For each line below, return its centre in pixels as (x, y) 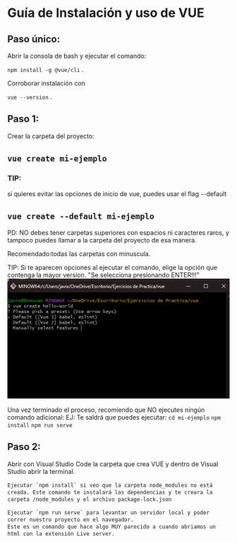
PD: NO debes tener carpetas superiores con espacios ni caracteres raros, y (118, 233)
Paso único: (34, 39)
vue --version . (30, 97)
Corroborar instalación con (47, 83)
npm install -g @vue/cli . (45, 69)
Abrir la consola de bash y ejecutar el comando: (77, 56)
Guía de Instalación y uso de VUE (106, 13)
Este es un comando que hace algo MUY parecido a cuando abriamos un (112, 527)
